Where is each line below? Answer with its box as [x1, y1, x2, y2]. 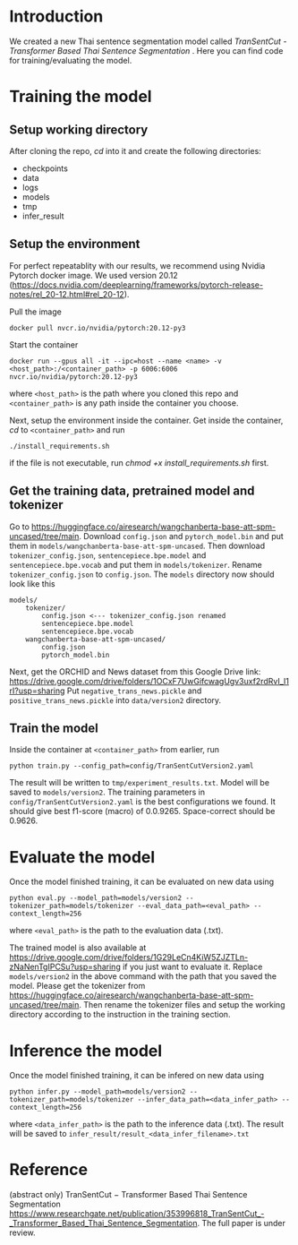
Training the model [9, 87, 152, 107]
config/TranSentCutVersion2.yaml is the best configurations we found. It [9, 796, 276, 807]
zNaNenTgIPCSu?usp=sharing [9, 961, 121, 973]
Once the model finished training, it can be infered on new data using [9, 1070, 264, 1081]
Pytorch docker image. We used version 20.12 [9, 270, 179, 280]
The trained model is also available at [9, 942, 147, 953]
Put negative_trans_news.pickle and [66, 685, 202, 696]
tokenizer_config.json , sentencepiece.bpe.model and [9, 549, 207, 561]
